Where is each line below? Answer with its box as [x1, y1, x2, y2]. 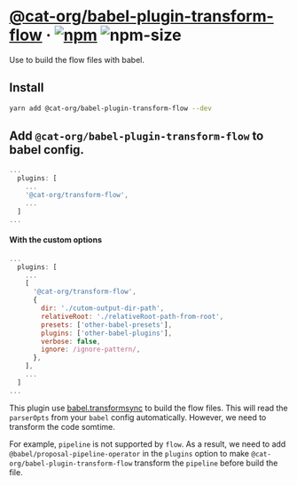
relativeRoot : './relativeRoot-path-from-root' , [41, 312, 224, 321]
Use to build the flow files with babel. [9, 54, 145, 65]
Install [9, 80, 44, 95]
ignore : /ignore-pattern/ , [41, 345, 141, 354]
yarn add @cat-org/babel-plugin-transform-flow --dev [9, 104, 213, 113]
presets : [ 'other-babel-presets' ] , [41, 320, 173, 330]
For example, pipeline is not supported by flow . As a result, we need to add [9, 438, 286, 449]
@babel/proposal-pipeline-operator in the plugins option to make [9, 448, 250, 458]
